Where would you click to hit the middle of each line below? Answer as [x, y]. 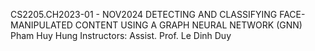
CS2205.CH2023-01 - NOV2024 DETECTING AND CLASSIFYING [144, 14]
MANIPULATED [41, 25]
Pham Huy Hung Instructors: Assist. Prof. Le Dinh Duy [121, 35]
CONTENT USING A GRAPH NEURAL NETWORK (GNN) [188, 25]
